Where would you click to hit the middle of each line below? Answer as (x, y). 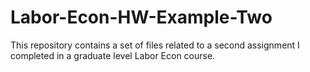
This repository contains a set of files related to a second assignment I (155, 45)
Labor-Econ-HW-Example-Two (141, 17)
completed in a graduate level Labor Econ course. (113, 55)
